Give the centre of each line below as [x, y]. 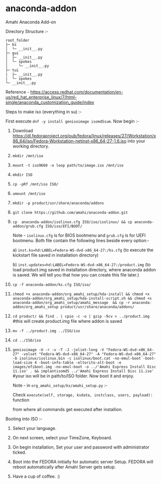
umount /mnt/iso [29, 194]
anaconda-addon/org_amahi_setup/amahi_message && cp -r [71, 302]
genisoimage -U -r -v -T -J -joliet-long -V [58, 350]
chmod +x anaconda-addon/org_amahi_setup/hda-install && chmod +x [81, 294]
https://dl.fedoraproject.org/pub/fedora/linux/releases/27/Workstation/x [84, 136]
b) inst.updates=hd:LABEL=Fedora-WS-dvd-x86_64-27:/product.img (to [81, 264]
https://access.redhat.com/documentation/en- [77, 92]
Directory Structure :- [27, 31]
